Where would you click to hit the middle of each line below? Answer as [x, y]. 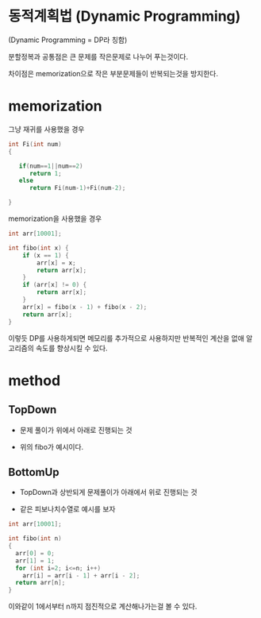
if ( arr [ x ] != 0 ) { [55, 285]
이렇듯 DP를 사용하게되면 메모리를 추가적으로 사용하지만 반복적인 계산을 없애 [126, 338]
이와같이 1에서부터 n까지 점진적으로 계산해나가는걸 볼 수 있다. [103, 606]
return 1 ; [45, 173]
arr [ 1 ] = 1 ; [35, 561]
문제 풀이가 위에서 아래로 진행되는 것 [76, 430]
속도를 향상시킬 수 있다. [72, 348]
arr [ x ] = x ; [57, 263]
